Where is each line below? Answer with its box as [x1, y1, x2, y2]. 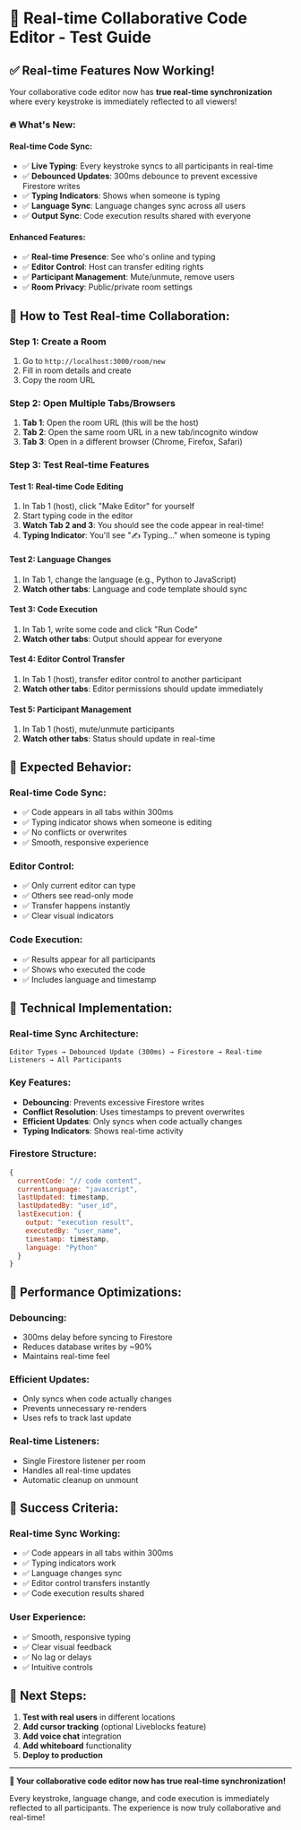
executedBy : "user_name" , [25, 1226, 123, 1236]
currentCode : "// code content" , [17, 1176, 142, 1185]
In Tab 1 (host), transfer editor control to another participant [21, 674, 242, 685]
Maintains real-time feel [21, 1351, 110, 1361]
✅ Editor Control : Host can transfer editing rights [21, 262, 204, 273]
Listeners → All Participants [9, 1055, 123, 1065]
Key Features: [9, 1076, 72, 1088]
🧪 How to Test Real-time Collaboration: [9, 308, 230, 324]
